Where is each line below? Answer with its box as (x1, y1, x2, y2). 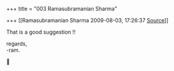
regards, (6, 40, 27, 47)
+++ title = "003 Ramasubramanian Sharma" (6, 5, 118, 12)
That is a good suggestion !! (6, 28, 76, 35)
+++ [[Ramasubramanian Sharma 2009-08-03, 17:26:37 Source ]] (6, 17, 169, 23)
